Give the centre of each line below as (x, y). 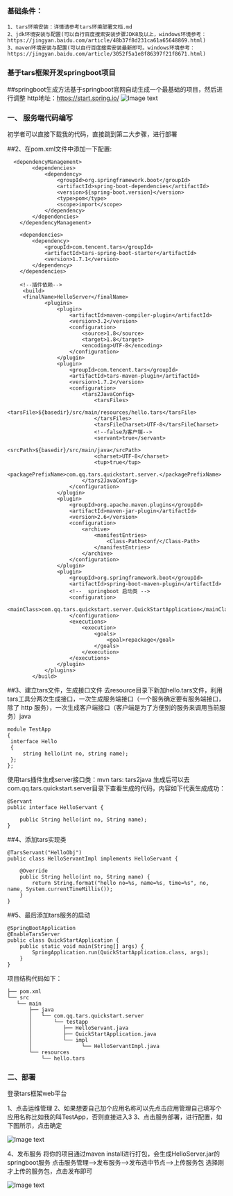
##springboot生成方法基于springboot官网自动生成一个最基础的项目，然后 (112, 89)
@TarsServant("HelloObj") (44, 852)
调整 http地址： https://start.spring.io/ (66, 98)
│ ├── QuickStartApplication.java (93, 1034)
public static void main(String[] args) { (82, 946)
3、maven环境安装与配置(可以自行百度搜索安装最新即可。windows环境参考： (101, 48)
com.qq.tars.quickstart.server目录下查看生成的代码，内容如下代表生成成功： (116, 788)
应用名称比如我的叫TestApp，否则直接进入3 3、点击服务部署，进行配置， (112, 1117)
